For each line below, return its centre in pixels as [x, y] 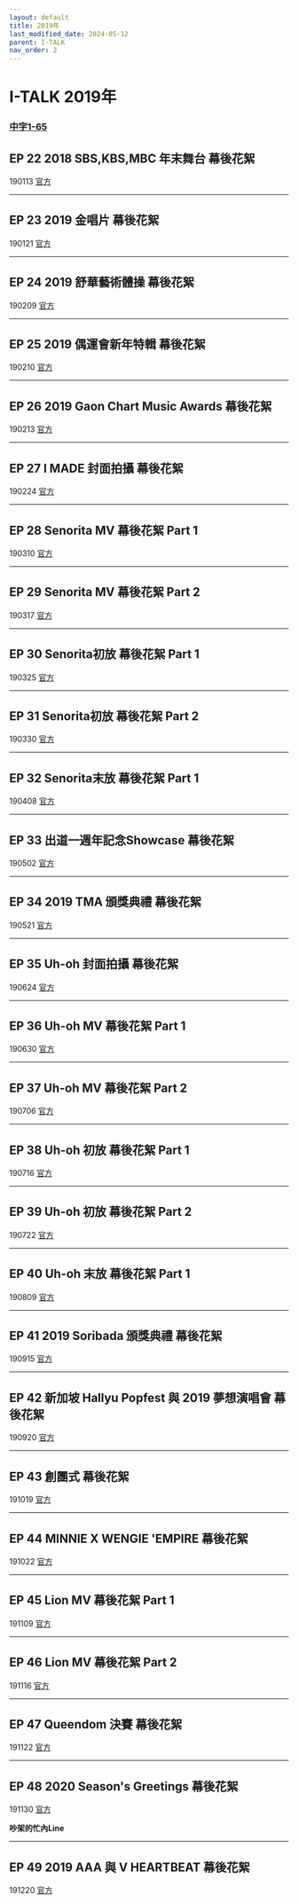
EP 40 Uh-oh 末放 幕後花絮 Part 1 [100, 1274]
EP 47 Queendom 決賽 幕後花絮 [96, 1724]
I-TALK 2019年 [63, 97]
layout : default [39, 17]
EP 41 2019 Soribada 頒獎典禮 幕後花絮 [116, 1336]
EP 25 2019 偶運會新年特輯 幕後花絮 [107, 345]
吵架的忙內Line [37, 1829]
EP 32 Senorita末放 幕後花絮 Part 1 [104, 778]
